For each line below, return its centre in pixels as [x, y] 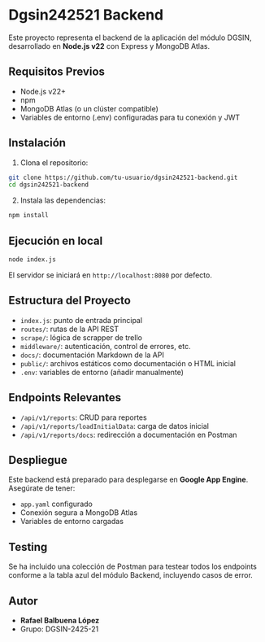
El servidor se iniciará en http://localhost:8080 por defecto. [111, 275]
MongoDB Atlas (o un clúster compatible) [89, 108]
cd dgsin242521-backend [49, 185]
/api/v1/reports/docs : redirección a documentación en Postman [128, 435]
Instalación [37, 143]
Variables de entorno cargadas [72, 522]
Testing [28, 547]
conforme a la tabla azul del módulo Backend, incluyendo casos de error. [131, 575]
